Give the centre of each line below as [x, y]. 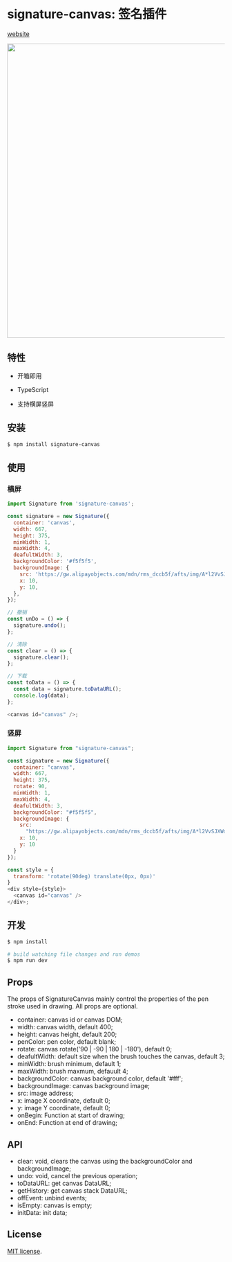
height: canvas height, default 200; [67, 1034]
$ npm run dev [28, 961]
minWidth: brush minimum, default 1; [69, 1064]
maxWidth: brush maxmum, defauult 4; [73, 1072]
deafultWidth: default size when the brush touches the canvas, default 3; [121, 1056]
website [18, 34]
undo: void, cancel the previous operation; [77, 1175]
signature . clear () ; [41, 657]
